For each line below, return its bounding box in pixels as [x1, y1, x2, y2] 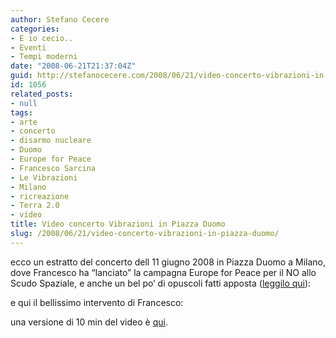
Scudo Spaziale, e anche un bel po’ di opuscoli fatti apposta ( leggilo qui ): [10, 277, 312, 289]
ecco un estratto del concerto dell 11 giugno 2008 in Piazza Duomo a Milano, [10, 256, 326, 268]
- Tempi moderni [10, 52, 78, 62]
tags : [10, 107, 33, 118]
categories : [10, 24, 60, 34]
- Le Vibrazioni [10, 172, 78, 183]
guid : [10, 71, 33, 81]
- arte [10, 117, 38, 127]
